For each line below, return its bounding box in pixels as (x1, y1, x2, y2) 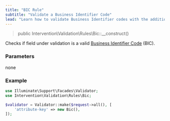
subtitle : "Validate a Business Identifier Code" (5, 12, 112, 17)
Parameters (5, 53, 34, 60)
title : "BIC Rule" (5, 7, 44, 13)
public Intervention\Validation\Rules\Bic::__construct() (17, 31, 129, 37)
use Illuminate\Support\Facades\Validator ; (5, 88, 99, 93)
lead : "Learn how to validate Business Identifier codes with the (5, 17, 148, 22)
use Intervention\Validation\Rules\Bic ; (5, 93, 92, 98)
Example (5, 77, 27, 84)
